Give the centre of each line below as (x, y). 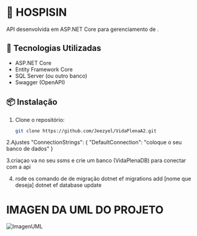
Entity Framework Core (44, 69)
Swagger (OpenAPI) (40, 82)
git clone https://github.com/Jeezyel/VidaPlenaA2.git (86, 131)
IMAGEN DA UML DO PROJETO (85, 210)
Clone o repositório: (40, 120)
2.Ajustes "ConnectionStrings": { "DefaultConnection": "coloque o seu (94, 143)
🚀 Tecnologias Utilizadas (54, 48)
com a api (19, 167)
